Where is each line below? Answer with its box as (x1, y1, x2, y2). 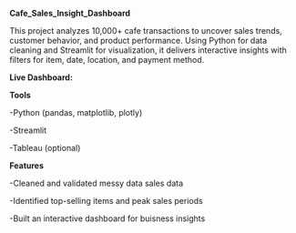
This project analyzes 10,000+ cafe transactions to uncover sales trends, (9, 25, 282, 35)
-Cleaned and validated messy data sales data (9, 177, 184, 188)
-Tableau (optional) (9, 143, 81, 153)
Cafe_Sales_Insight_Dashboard (9, 8, 130, 18)
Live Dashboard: (9, 72, 73, 83)
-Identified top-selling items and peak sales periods (9, 196, 203, 206)
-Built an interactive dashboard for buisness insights (9, 213, 206, 224)
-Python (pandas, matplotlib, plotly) (9, 107, 143, 117)
